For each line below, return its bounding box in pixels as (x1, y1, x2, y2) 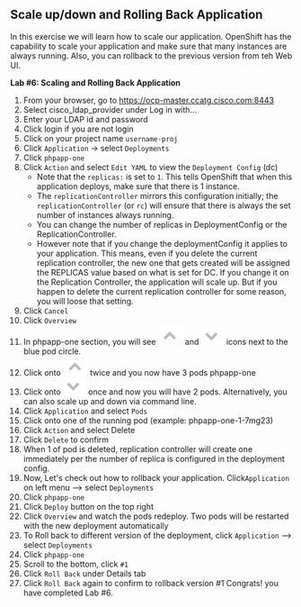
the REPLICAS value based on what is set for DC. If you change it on (36, 267, 290, 277)
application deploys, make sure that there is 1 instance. (36, 180, 241, 192)
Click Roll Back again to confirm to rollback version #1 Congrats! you (22, 577, 279, 588)
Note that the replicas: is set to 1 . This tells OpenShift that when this (36, 171, 293, 182)
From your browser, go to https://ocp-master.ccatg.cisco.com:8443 (22, 95, 275, 105)
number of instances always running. (36, 209, 174, 220)
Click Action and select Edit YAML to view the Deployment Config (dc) (22, 161, 279, 172)
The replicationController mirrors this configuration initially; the (36, 190, 279, 201)
